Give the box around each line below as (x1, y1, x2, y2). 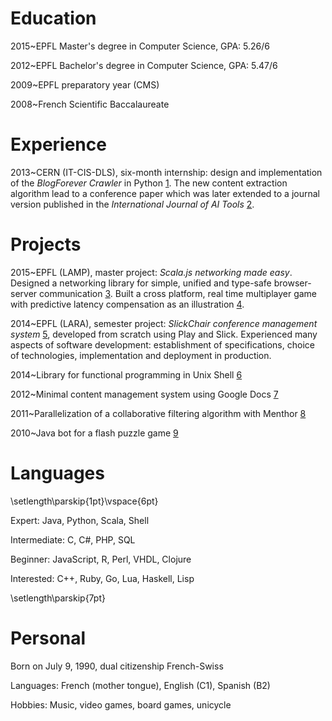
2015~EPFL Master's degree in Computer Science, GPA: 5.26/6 (10, 40, 271, 52)
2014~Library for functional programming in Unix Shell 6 (10, 368, 243, 381)
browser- (273, 277, 312, 289)
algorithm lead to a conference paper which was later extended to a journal (10, 187, 320, 199)
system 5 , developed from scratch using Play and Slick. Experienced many (10, 328, 318, 340)
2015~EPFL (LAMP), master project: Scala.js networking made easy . (10, 266, 293, 278)
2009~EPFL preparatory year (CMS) (10, 78, 160, 91)
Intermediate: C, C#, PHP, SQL (10, 533, 136, 546)
